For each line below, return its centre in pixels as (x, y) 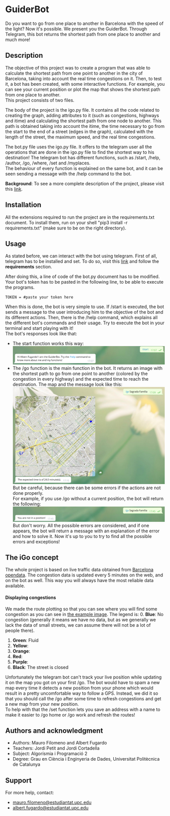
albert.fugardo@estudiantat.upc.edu (50, 808)
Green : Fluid (26, 640)
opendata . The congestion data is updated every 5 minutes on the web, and (84, 575)
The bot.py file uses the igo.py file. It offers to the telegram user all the (79, 147)
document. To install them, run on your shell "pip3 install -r (67, 222)
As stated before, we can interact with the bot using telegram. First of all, (81, 256)
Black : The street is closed (40, 667)
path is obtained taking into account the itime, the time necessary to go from (85, 126)
